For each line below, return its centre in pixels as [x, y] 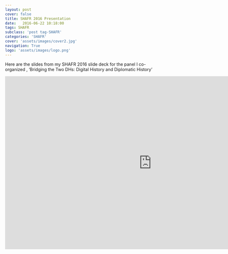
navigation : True [23, 46]
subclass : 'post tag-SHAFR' [34, 32]
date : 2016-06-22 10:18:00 [35, 23]
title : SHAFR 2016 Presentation [38, 18]
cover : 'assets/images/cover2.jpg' [41, 41]
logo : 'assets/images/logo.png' [38, 50]
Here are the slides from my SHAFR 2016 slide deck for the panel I [71, 64]
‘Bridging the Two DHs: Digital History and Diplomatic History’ [90, 69]
